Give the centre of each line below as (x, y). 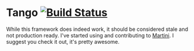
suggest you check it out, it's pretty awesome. (63, 42)
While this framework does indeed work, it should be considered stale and (97, 29)
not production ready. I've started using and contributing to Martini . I (90, 35)
